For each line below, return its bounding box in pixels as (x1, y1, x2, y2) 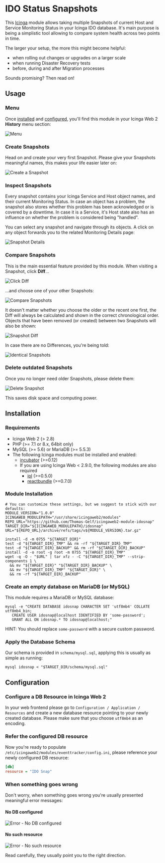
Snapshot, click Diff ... (5, 268, 50, 274)
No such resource (5, 832, 43, 838)
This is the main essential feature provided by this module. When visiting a (5, 263, 158, 269)
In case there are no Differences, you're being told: (5, 342, 109, 348)
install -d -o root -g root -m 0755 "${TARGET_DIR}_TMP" (5, 550, 126, 555)
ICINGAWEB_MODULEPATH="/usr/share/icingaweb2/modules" (5, 515, 121, 520)
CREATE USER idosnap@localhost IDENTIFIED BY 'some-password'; (11, 613, 146, 618)
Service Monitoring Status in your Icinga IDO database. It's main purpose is (5, 24, 159, 30)
